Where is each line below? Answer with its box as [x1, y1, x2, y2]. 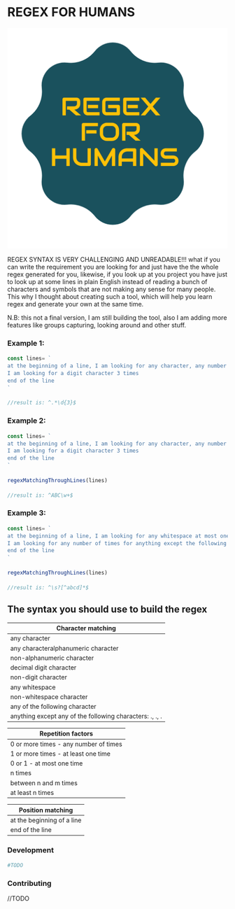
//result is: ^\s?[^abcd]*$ [7, 584, 90, 591]
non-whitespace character [10, 692, 88, 700]
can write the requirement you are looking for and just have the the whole [7, 262, 219, 271]
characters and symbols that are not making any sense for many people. [7, 285, 216, 293]
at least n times [10, 788, 55, 796]
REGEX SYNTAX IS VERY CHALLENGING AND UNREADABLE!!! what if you [7, 255, 220, 263]
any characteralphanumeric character [10, 644, 119, 652]
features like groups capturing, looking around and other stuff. [7, 320, 187, 329]
